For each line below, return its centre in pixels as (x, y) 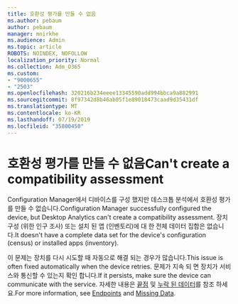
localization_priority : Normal (54, 60)
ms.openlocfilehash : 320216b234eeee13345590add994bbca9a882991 (103, 93)
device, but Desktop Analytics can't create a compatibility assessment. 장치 (118, 217)
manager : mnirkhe (33, 34)
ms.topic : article (34, 47)
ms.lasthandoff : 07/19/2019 (49, 119)
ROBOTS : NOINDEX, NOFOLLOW (47, 54)
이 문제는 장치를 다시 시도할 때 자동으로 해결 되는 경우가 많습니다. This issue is (115, 258)
